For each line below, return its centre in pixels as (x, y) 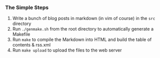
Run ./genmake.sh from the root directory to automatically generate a (83, 29)
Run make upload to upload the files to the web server (67, 50)
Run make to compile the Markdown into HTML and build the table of (82, 39)
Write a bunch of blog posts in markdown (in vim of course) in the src (84, 18)
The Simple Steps (27, 7)
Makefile (21, 34)
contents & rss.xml (31, 45)
